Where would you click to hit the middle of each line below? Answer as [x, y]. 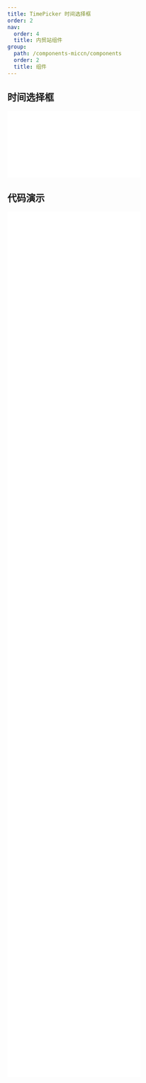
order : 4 [27, 34]
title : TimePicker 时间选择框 [49, 14]
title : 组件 [30, 67]
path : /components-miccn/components [68, 54]
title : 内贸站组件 [38, 40]
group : [17, 47]
